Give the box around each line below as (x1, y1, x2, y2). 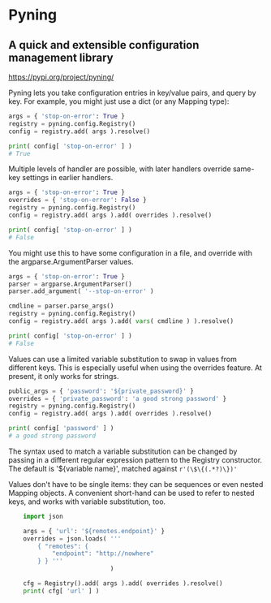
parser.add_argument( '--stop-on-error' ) (8, 287, 154, 295)
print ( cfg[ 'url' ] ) (23, 587, 100, 595)
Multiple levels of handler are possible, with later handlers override (8, 164, 231, 174)
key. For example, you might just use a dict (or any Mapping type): (8, 97, 230, 106)
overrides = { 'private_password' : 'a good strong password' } (8, 394, 227, 403)
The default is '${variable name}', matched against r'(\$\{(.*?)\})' (8, 463, 238, 473)
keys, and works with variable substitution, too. (8, 497, 166, 506)
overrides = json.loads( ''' (23, 534, 122, 543)
